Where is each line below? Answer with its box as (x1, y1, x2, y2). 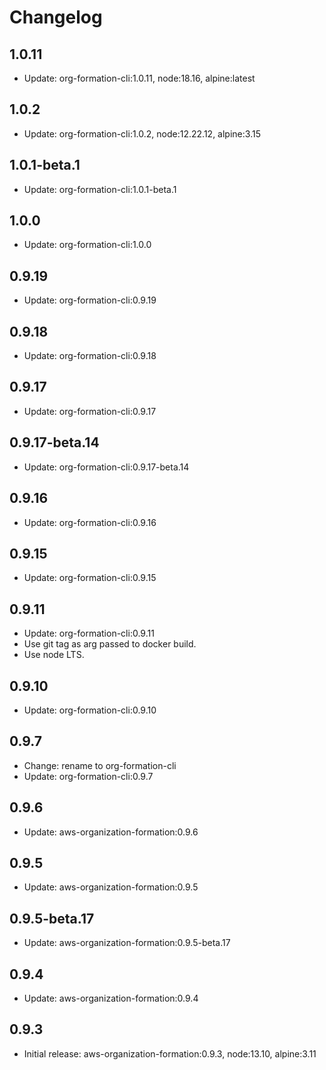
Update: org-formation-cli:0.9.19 (23, 294, 157, 306)
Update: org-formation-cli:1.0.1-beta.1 (23, 183, 177, 195)
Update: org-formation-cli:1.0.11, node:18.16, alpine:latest (23, 72, 256, 84)
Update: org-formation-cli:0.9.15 (23, 572, 157, 584)
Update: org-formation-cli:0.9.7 (23, 770, 154, 782)
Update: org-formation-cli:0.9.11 (23, 627, 155, 640)
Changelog (9, 6, 103, 29)
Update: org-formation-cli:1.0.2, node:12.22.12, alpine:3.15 (23, 127, 261, 140)
